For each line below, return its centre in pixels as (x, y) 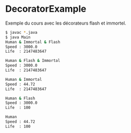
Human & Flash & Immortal (33, 61)
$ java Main (18, 37)
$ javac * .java (21, 32)
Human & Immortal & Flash (33, 42)
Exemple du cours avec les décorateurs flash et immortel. (66, 23)
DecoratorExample (46, 9)
